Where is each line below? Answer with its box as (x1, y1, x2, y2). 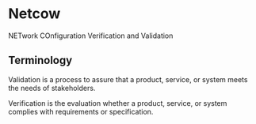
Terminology (8, 54, 73, 67)
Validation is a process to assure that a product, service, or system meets (8, 74, 248, 84)
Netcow (8, 5, 61, 23)
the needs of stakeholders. (8, 83, 96, 92)
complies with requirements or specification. (8, 107, 154, 116)
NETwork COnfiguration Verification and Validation (8, 31, 174, 40)
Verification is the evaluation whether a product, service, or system (8, 98, 227, 107)
